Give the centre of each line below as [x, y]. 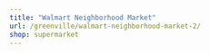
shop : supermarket [44, 34]
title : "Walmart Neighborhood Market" [83, 18]
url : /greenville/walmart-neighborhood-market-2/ [105, 26]
